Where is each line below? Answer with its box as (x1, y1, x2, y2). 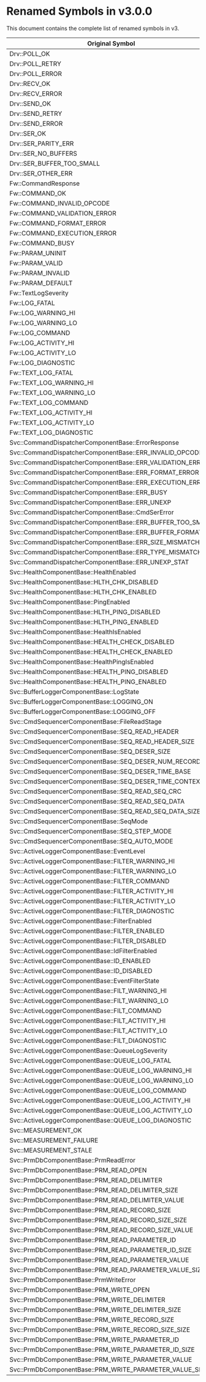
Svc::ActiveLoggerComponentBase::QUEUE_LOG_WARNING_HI (9, 1066, 192, 1075)
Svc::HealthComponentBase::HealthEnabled (9, 567, 136, 576)
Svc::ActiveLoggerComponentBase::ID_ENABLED (9, 956, 151, 965)
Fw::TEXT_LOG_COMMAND (9, 398, 89, 407)
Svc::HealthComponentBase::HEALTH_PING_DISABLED (9, 667, 169, 676)
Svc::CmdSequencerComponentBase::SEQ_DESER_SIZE (9, 747, 171, 756)
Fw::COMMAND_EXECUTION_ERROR (9, 229, 117, 237)
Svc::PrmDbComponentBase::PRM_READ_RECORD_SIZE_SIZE (9, 1216, 188, 1224)
